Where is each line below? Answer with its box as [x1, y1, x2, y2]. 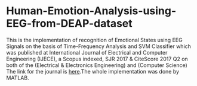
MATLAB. [6, 74, 29, 81]
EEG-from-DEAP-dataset [6, 17, 133, 30]
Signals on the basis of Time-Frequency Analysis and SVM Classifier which [6, 43, 191, 50]
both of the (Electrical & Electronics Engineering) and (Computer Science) [6, 61, 188, 69]
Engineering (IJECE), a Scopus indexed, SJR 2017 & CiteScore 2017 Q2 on [6, 55, 188, 62]
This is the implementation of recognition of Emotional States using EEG [6, 36, 183, 43]
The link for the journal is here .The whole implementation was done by [6, 68, 180, 75]
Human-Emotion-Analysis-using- [6, 4, 177, 18]
